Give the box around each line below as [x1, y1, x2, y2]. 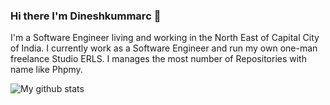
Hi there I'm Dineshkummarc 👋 [10, 9, 162, 23]
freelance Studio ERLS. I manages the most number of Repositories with [10, 53, 307, 65]
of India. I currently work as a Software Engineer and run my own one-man [10, 42, 318, 54]
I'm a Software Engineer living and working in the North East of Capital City [10, 32, 320, 44]
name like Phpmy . [10, 64, 83, 76]
